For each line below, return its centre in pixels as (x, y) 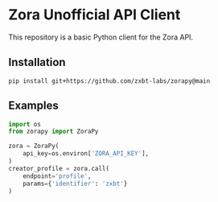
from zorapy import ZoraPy (53, 132)
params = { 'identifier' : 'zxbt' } (75, 183)
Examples (33, 106)
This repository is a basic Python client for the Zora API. (101, 37)
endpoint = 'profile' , (57, 176)
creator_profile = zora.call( (59, 168)
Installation (37, 62)
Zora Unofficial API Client (95, 15)
